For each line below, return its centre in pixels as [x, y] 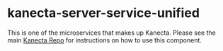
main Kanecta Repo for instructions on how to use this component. [104, 40]
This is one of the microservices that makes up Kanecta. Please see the [111, 33]
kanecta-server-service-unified [104, 13]
